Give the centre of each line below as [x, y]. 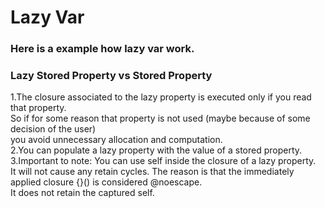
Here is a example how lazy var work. [102, 49]
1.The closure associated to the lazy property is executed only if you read [161, 97]
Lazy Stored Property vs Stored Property [111, 76]
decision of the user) [53, 129]
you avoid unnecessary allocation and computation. [116, 140]
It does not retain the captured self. [82, 193]
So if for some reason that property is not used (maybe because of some [160, 118]
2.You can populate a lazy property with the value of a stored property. [156, 150]
